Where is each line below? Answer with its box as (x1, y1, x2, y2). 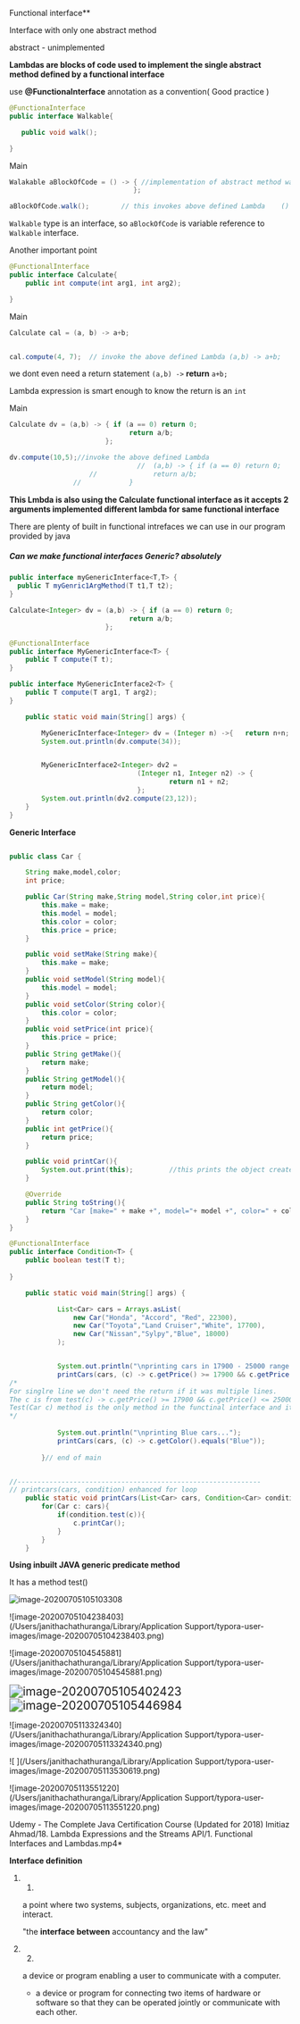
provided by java (9, 531, 71, 541)
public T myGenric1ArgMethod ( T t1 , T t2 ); (17, 581, 174, 590)
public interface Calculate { (9, 271, 118, 280)
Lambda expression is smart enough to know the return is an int (9, 386, 247, 397)
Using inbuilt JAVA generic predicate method (9, 1560, 180, 1570)
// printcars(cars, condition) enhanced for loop (9, 1485, 198, 1494)
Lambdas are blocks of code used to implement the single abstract (9, 60, 262, 70)
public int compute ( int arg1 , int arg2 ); (25, 279, 181, 288)
